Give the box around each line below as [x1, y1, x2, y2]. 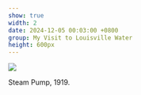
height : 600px [8, 41, 55, 49]
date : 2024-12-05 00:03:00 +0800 [8, 26, 119, 34]
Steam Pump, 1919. [8, 78, 70, 87]
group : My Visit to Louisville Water [8, 33, 133, 42]
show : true [8, 11, 44, 20]
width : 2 [8, 19, 37, 27]
